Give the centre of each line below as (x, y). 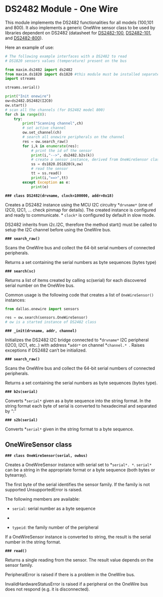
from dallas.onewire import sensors (42, 309)
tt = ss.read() (46, 173)
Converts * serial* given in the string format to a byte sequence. (70, 429)
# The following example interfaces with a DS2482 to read (66, 56)
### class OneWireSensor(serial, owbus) (47, 456)
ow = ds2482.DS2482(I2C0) (29, 101)
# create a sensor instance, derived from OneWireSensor (90, 160)
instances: (15, 300)
